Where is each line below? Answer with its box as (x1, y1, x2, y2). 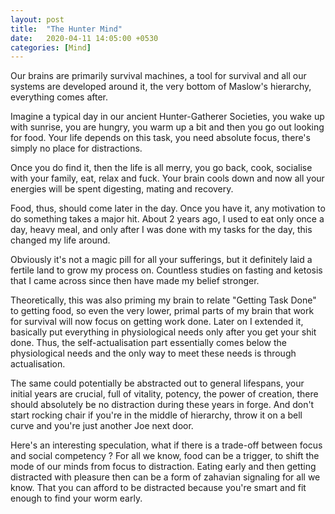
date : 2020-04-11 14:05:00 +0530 (10, 33, 159, 43)
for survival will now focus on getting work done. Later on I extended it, (10, 316, 304, 328)
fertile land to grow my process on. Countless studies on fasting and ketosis (10, 264, 323, 276)
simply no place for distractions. (10, 142, 143, 155)
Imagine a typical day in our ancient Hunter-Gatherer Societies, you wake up (10, 111, 325, 123)
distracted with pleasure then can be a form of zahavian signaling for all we (10, 471, 321, 483)
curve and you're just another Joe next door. (10, 420, 194, 432)
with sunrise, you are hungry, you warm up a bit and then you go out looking (10, 121, 325, 133)
